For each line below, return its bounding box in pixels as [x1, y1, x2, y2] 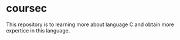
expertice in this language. [6, 27, 70, 34]
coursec [6, 2, 47, 15]
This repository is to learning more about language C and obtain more [6, 21, 175, 28]
